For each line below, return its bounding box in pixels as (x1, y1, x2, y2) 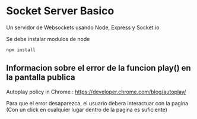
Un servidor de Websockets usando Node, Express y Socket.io (6, 24, 160, 31)
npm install (6, 46, 36, 53)
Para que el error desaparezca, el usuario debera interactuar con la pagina (6, 99, 189, 107)
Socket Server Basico (6, 4, 115, 18)
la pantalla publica (6, 73, 75, 83)
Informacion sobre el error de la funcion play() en (6, 63, 191, 73)
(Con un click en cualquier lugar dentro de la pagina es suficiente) (6, 106, 168, 113)
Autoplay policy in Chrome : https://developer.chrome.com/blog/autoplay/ (6, 88, 186, 95)
